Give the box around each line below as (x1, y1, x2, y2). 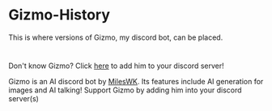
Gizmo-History (8, 6, 111, 24)
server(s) (8, 94, 39, 104)
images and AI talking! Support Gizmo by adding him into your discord (8, 85, 242, 95)
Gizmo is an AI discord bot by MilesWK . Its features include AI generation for (8, 77, 264, 87)
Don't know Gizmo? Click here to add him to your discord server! (8, 61, 224, 70)
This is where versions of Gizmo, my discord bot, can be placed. (8, 32, 223, 42)
